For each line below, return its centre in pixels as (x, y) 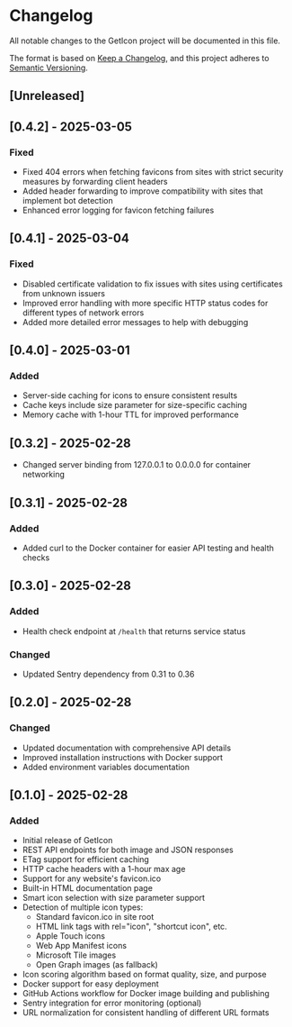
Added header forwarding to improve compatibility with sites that (142, 191)
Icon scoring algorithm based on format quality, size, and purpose (144, 975)
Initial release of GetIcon (67, 841)
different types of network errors (83, 313)
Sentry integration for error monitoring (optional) (112, 1003)
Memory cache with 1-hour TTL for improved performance (131, 414)
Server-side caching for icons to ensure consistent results (130, 395)
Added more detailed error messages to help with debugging (135, 322)
